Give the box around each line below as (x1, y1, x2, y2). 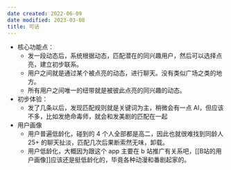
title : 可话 (7, 23, 40, 30)
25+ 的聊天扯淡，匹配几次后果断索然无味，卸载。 (27, 138, 169, 146)
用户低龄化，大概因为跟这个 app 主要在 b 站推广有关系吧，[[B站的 (27, 147, 216, 155)
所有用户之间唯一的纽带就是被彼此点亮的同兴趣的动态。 (27, 86, 186, 94)
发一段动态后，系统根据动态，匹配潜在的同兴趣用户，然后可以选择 (27, 51, 216, 60)
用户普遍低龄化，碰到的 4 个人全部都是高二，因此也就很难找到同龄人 (27, 130, 224, 138)
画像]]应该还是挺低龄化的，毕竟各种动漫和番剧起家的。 (33, 155, 191, 164)
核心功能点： (17, 43, 54, 51)
